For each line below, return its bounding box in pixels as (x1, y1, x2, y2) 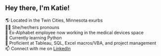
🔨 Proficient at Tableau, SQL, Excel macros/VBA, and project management (5, 40, 157, 46)
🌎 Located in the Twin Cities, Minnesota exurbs (5, 17, 103, 23)
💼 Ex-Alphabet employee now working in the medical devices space (5, 29, 144, 35)
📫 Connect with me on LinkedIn (5, 45, 71, 51)
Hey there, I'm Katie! (5, 4, 70, 12)
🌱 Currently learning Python (5, 34, 62, 41)
